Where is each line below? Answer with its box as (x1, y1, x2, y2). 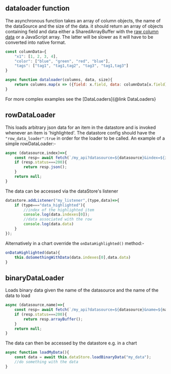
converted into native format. (5, 39, 66, 45)
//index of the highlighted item (23, 207, 95, 212)
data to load (5, 292, 31, 299)
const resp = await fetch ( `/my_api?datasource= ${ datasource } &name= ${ (14, 307, 163, 312)
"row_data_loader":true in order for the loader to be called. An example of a (5, 135, 165, 141)
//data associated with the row (23, 217, 93, 222)
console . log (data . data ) (23, 222, 74, 227)
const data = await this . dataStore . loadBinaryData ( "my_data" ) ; (14, 355, 152, 360)
